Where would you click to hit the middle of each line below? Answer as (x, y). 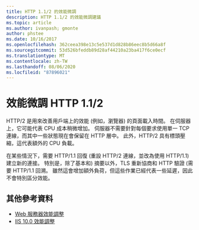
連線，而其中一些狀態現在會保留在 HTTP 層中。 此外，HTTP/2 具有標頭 (93, 136)
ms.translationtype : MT (36, 56)
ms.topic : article (29, 23)
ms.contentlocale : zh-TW (37, 61)
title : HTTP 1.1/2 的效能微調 (41, 12)
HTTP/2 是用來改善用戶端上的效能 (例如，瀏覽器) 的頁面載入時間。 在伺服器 (99, 121)
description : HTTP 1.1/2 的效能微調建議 (54, 17)
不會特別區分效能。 (30, 178)
